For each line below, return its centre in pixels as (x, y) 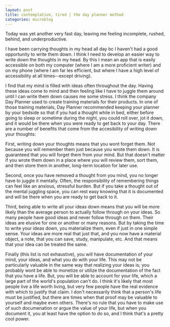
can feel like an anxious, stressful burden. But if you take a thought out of (82, 186)
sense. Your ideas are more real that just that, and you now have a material (83, 234)
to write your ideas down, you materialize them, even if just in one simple (81, 228)
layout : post (19, 10)
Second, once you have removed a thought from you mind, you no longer (82, 175)
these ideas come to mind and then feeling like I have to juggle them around (84, 91)
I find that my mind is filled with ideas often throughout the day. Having (79, 86)
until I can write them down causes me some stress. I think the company (81, 96)
